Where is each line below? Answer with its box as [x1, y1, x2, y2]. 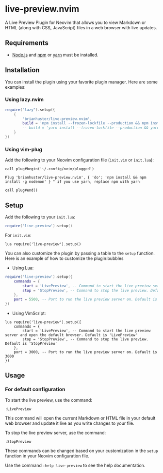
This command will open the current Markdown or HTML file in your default [5, 415, 156, 421]
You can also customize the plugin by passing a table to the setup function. [5, 250, 155, 256]
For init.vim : [5, 232, 32, 238]
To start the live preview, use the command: [5, 397, 93, 403]
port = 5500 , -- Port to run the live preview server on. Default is [14, 297, 158, 302]
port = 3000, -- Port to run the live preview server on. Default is [14, 350, 158, 355]
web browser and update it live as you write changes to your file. [5, 420, 134, 426]
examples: [5, 84, 26, 90]
